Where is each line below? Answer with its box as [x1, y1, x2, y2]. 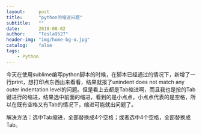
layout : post [6, 8, 50, 15]
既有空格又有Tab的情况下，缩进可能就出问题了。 [16, 100, 137, 108]
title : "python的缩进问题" [6, 14, 83, 20]
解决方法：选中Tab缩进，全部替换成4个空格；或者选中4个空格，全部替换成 [6, 114, 191, 121]
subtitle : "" [6, 20, 44, 26]
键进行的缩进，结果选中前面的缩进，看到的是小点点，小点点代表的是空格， [6, 93, 191, 100]
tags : [6, 48, 20, 54]
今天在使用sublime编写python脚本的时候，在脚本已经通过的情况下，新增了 [6, 70, 191, 78]
